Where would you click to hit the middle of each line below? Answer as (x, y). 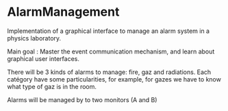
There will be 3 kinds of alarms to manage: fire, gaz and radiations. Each (109, 72)
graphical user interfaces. (43, 58)
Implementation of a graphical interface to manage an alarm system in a (109, 31)
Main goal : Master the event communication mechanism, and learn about (111, 51)
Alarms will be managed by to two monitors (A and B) (82, 99)
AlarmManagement (63, 12)
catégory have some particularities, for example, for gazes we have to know (114, 79)
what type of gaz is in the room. (52, 86)
